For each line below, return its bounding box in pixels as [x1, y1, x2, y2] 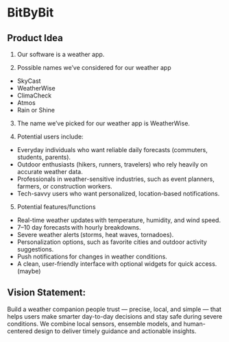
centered [7, 327, 33, 335]
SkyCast [16, 77, 41, 85]
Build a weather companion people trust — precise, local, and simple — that [7, 305, 221, 313]
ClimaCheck [16, 91, 52, 99]
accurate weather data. [16, 168, 84, 175]
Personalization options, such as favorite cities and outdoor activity [16, 238, 207, 246]
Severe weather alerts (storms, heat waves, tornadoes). [16, 231, 174, 239]
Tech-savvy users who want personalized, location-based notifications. [16, 190, 220, 197]
